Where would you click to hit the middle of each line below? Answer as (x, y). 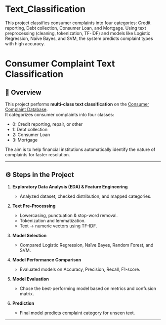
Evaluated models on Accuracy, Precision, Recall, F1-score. (80, 269)
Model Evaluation (31, 279)
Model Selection (29, 235)
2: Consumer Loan (31, 135)
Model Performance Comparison (47, 259)
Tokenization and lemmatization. (53, 220)
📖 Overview (23, 92)
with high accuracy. (25, 43)
